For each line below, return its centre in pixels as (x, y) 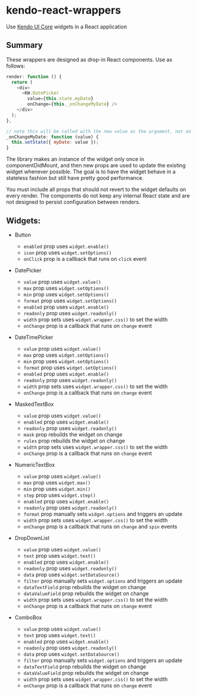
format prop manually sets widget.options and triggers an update (103, 514)
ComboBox (28, 617)
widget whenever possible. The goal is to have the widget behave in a (91, 172)
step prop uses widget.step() (60, 495)
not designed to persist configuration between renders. (73, 202)
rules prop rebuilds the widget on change (74, 441)
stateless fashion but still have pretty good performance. (75, 178)
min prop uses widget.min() (57, 489)
